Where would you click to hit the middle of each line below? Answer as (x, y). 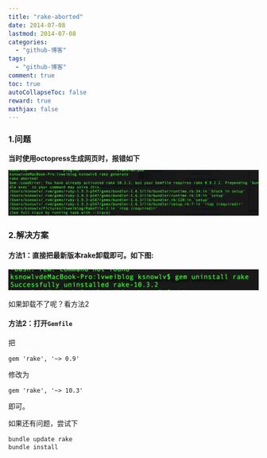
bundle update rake (41, 439)
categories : (28, 42)
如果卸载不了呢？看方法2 (49, 304)
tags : (17, 59)
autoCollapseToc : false (48, 92)
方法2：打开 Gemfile (41, 324)
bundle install (33, 447)
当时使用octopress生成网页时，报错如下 (74, 158)
